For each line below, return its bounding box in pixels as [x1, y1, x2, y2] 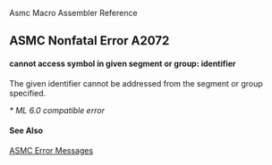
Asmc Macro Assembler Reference [9, 8, 138, 18]
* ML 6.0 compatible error [9, 104, 106, 115]
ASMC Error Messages [9, 144, 94, 155]
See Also [9, 125, 43, 136]
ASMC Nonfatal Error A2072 [9, 33, 170, 48]
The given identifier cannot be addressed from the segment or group [9, 78, 264, 88]
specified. [9, 87, 47, 98]
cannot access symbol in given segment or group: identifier [9, 58, 236, 69]
